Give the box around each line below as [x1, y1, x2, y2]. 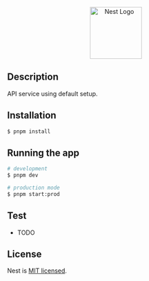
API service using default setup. [7, 89, 98, 98]
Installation [7, 109, 57, 121]
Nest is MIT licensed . [7, 266, 68, 275]
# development [7, 165, 48, 172]
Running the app [7, 147, 79, 158]
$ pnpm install [7, 128, 51, 135]
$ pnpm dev [7, 172, 39, 179]
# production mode [7, 184, 60, 192]
